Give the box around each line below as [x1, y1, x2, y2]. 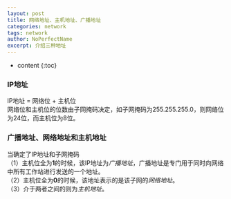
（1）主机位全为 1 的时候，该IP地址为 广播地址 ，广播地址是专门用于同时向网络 [7, 158, 224, 167]
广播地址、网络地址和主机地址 [7, 133, 107, 142]
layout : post [7, 10, 45, 17]
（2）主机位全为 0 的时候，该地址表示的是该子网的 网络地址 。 [7, 176, 178, 184]
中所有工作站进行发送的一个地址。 [7, 167, 104, 176]
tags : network [7, 29, 48, 37]
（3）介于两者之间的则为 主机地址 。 [7, 184, 109, 193]
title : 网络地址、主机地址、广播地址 [7, 17, 102, 23]
